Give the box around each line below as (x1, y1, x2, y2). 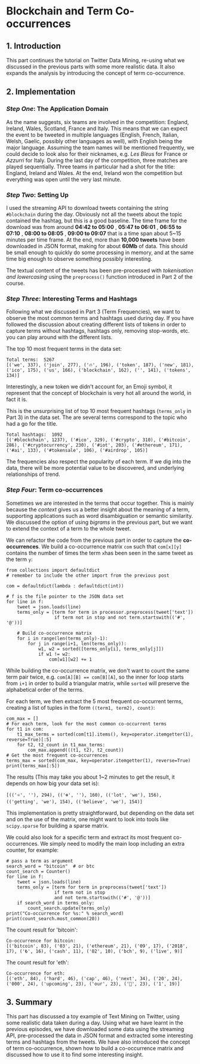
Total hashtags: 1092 (6, 432, 63, 438)
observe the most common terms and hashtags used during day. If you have (6, 315, 194, 322)
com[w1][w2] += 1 (48, 656, 93, 662)
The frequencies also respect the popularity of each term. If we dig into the (6, 458, 191, 465)
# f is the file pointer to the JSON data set (6, 593, 124, 599)
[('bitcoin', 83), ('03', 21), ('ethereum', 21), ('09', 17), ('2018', (6, 943, 188, 949)
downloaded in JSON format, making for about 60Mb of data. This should (6, 242, 188, 249)
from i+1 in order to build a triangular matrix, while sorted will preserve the (6, 679, 190, 687)
